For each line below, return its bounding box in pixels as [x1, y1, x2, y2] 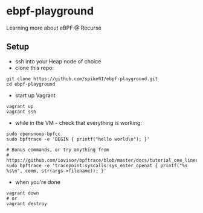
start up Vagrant [14, 92, 56, 99]
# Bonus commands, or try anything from [6, 147, 110, 153]
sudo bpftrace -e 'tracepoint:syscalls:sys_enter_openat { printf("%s [6, 162, 188, 168]
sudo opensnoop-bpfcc [6, 131, 61, 137]
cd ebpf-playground [6, 81, 56, 87]
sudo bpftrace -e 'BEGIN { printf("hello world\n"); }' [6, 136, 150, 142]
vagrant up [6, 103, 34, 109]
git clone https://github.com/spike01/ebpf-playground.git [6, 75, 158, 82]
